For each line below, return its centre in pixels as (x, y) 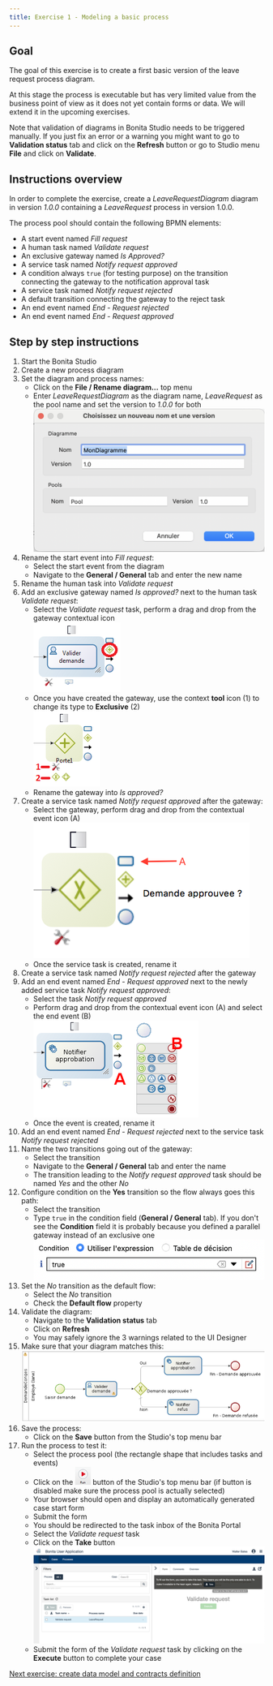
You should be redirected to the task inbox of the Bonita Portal (137, 1525)
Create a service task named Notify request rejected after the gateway (139, 973)
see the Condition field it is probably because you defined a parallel (147, 1227)
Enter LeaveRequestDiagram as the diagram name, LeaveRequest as (147, 396)
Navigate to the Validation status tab (95, 1320)
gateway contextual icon (74, 618)
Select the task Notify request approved (100, 999)
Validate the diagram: (56, 1312)
